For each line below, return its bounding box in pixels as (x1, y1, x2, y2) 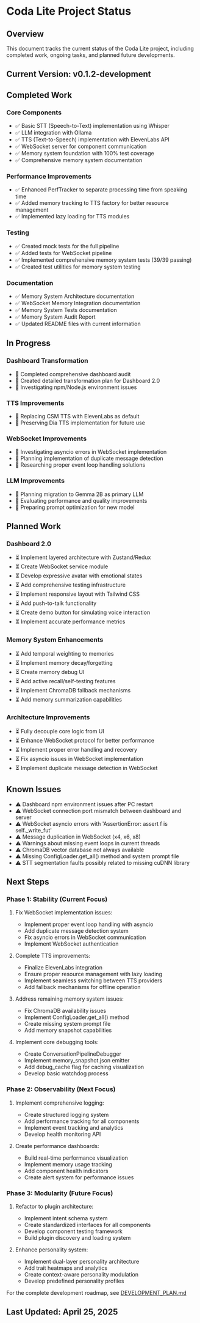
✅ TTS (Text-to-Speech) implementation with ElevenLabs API (15, 136, 170, 143)
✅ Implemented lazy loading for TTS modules (15, 213, 130, 220)
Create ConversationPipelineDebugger (24, 1050, 122, 1058)
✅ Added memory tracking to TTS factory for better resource (15, 199, 169, 207)
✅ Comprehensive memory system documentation (15, 157, 143, 164)
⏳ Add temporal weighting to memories (15, 650, 114, 657)
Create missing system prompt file (24, 1020, 111, 1028)
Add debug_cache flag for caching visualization (24, 1063, 145, 1071)
